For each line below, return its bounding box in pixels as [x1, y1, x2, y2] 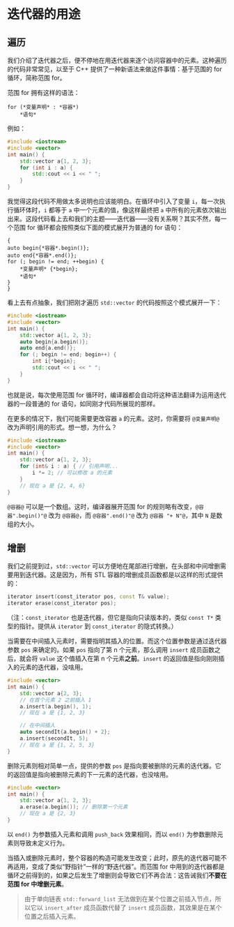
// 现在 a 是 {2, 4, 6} [19, 482, 86, 489]
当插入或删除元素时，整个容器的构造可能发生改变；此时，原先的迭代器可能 [7, 853, 221, 862]
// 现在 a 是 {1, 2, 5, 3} [19, 741, 95, 748]
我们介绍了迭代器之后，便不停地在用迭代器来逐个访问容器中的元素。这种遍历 [7, 57, 227, 64]
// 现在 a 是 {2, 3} [19, 810, 77, 817]
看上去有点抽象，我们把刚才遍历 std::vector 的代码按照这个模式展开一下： [7, 298, 222, 306]
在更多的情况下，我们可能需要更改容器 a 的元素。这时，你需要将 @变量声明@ [7, 414, 219, 422]
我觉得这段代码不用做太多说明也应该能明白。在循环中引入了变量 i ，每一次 [7, 197, 220, 205]
